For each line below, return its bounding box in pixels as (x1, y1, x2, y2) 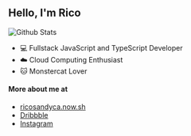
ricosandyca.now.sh (19, 102, 86, 111)
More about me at (8, 85, 68, 94)
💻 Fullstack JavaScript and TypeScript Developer (19, 43, 183, 52)
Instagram (19, 119, 53, 129)
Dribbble (19, 111, 49, 120)
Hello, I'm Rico (8, 6, 81, 20)
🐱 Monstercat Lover (19, 66, 88, 76)
